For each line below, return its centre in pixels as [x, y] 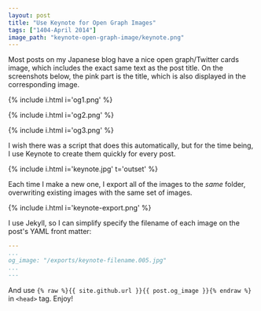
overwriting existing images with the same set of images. [100, 192]
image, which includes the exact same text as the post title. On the [116, 68]
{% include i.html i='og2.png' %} [61, 115]
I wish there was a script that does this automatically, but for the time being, [131, 145]
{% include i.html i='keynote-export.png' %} [80, 208]
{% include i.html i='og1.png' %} [61, 100]
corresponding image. [44, 85]
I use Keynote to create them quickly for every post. [92, 154]
